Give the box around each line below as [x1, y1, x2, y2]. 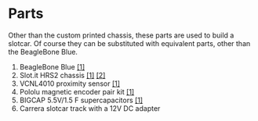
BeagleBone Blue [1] [19, 62, 85, 71]
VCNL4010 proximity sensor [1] [19, 79, 120, 88]
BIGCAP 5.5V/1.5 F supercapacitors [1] [19, 95, 144, 105]
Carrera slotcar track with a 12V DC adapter [19, 103, 161, 113]
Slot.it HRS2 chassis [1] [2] [19, 70, 106, 80]
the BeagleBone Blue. [8, 47, 78, 56]
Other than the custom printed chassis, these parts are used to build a [8, 30, 234, 40]
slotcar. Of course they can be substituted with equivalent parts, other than [8, 38, 251, 48]
